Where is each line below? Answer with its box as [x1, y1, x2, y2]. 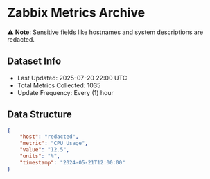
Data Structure [7, 109, 73, 121]
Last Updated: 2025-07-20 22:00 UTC [17, 74, 128, 82]
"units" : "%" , [19, 153, 60, 160]
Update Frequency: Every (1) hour [17, 88, 114, 96]
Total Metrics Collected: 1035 [17, 81, 101, 89]
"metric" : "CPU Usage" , [19, 140, 89, 147]
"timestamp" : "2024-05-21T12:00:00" [19, 159, 126, 166]
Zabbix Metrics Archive [7, 5, 146, 21]
